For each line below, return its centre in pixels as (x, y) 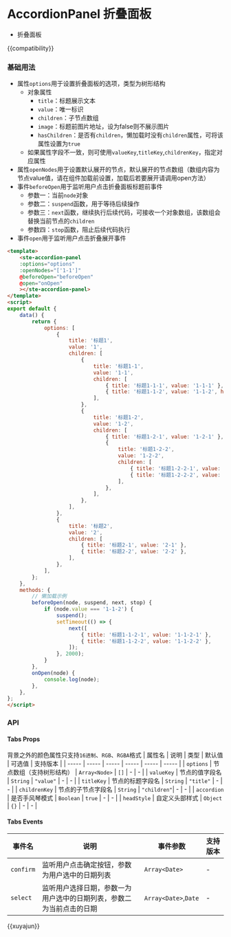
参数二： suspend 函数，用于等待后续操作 (83, 204)
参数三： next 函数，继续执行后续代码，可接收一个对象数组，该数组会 (124, 212)
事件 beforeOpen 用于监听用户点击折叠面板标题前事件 (90, 187)
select (21, 897)
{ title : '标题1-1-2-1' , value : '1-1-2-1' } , (146, 635)
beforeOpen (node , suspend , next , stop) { (92, 603)
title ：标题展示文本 (67, 101)
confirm (23, 869)
